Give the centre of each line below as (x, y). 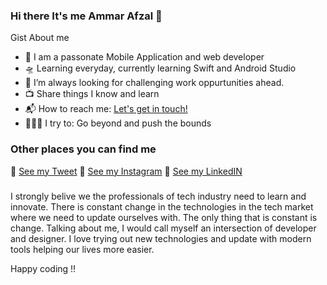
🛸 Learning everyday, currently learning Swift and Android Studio (160, 68)
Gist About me (40, 38)
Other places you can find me (83, 149)
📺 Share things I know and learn (92, 94)
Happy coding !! (43, 268)
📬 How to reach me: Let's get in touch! (106, 109)
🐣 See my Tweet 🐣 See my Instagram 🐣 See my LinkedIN (126, 171)
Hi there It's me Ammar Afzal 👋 (86, 16)
